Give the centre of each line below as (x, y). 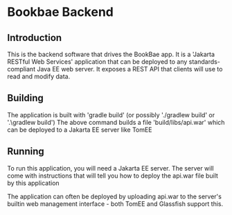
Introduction (35, 38)
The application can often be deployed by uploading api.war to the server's (114, 196)
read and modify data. (39, 76)
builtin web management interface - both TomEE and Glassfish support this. (115, 204)
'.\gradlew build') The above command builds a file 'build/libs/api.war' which (116, 122)
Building (25, 98)
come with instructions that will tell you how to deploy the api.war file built (113, 175)
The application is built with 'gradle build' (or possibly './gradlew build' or (111, 114)
